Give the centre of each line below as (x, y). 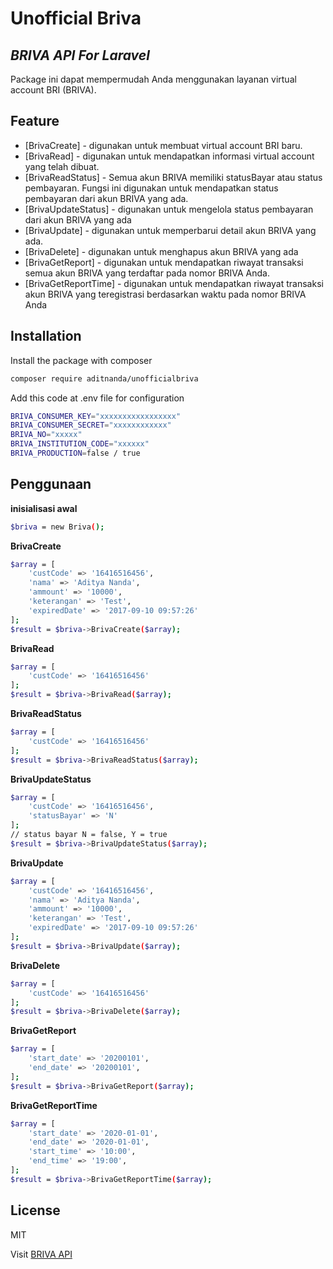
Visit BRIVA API (41, 1254)
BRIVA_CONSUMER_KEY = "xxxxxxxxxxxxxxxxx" (96, 416)
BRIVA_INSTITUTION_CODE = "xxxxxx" (80, 444)
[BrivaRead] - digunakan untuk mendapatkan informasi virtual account (169, 156)
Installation (46, 336)
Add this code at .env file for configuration (97, 398)
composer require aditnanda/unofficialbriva (104, 378)
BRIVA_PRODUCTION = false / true (75, 453)
